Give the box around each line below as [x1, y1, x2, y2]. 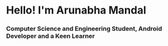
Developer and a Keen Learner [6, 32, 95, 40]
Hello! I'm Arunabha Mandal [6, 4, 147, 17]
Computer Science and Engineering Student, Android [6, 25, 163, 33]
